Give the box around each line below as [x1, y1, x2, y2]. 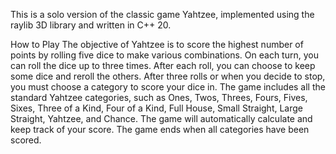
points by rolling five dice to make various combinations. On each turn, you [10, 49, 319, 61]
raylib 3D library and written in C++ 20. [10, 19, 172, 31]
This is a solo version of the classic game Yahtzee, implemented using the [10, 9, 315, 20]
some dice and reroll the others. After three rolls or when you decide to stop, [10, 70, 326, 82]
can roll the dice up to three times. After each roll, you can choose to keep [10, 60, 316, 71]
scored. [10, 134, 42, 146]
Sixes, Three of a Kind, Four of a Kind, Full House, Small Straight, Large [10, 102, 303, 114]
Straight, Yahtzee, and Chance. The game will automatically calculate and [10, 113, 313, 124]
